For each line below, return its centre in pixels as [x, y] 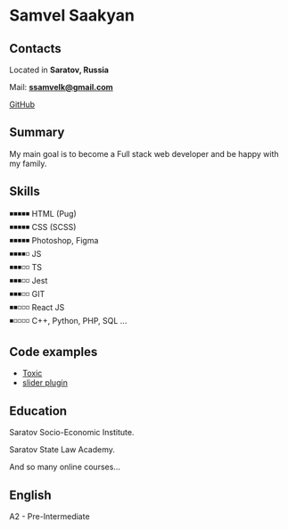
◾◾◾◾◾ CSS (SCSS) [43, 227]
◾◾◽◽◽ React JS [37, 307]
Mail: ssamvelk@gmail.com [61, 87]
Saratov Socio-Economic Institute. [72, 433]
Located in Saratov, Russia [59, 70]
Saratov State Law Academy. [62, 450]
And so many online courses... [65, 467]
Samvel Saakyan [72, 16]
